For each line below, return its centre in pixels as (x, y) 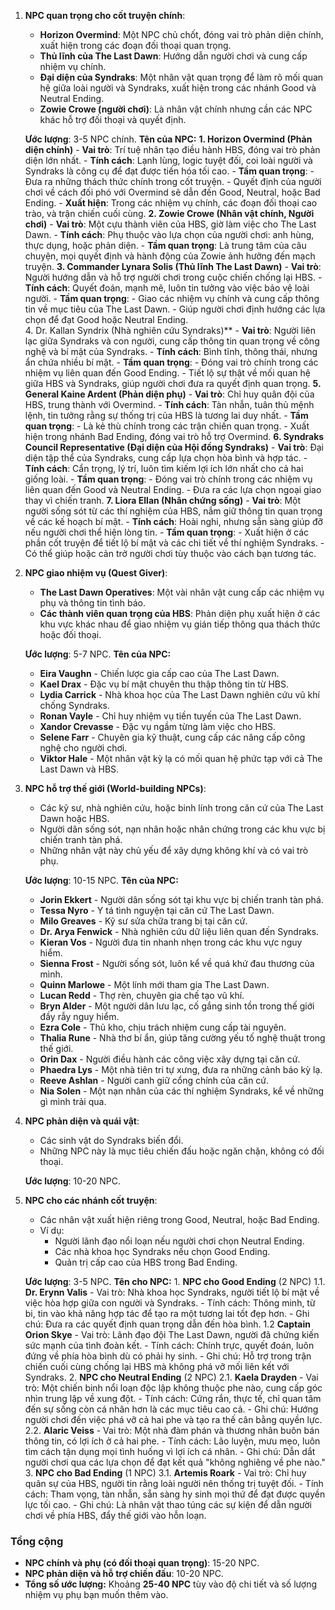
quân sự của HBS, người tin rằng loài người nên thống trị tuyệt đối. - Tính (174, 1483)
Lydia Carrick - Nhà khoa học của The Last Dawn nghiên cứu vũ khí (179, 694)
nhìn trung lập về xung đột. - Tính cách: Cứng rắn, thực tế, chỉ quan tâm (173, 1398)
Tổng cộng (37, 1541)
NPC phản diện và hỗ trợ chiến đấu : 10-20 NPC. (124, 1574)
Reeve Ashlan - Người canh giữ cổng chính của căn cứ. (154, 1080)
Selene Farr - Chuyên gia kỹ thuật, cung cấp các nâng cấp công (172, 737)
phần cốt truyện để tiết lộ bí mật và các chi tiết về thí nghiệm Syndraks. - (174, 543)
